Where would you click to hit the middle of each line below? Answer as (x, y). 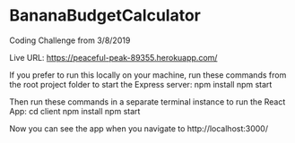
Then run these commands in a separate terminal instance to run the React (147, 101)
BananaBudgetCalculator (105, 16)
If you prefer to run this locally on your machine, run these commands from (148, 75)
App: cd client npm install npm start (75, 111)
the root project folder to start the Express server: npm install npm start (141, 84)
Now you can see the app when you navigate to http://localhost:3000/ (139, 128)
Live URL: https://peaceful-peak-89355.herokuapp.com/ (113, 57)
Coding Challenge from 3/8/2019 (70, 40)
